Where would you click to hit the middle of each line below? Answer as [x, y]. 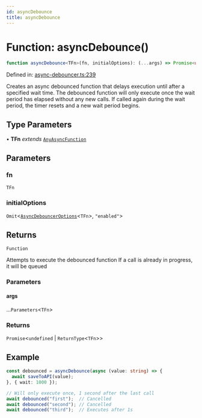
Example [23, 357]
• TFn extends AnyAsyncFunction [46, 139]
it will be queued [27, 266]
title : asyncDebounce [33, 17]
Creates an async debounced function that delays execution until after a [96, 86]
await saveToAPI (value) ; [43, 377]
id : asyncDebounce [29, 12]
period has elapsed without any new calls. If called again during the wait [96, 99]
